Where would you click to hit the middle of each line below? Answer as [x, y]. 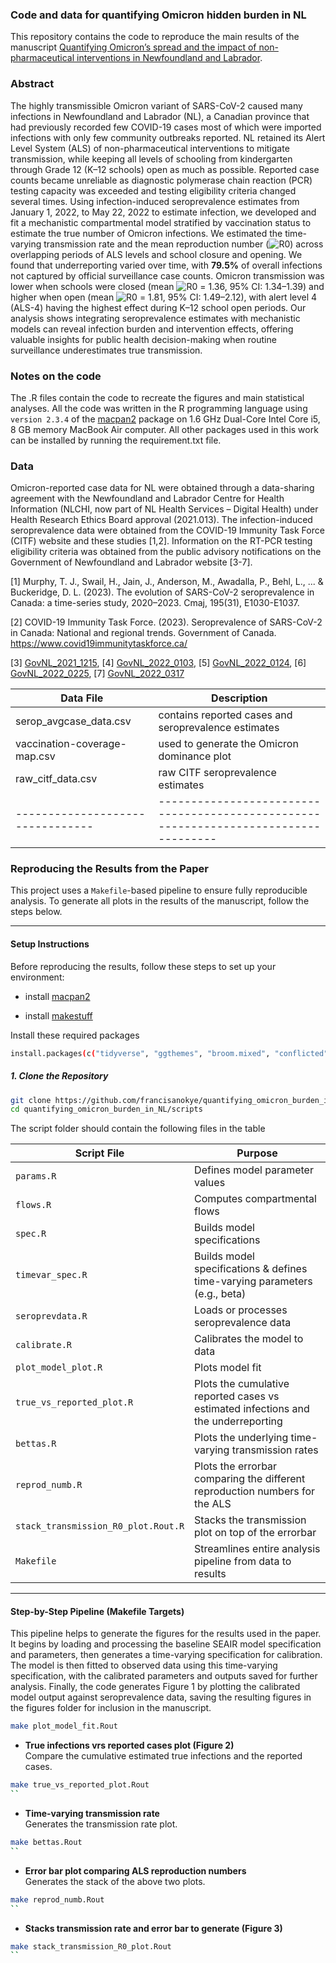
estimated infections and [252, 1409]
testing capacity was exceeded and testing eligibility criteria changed [153, 190]
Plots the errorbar [236, 1466]
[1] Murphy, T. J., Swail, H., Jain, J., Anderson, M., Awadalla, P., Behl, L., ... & [167, 582]
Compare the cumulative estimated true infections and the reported [163, 1756]
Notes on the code [56, 376]
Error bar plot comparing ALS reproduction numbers [135, 1870]
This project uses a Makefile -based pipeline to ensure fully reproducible [159, 890]
